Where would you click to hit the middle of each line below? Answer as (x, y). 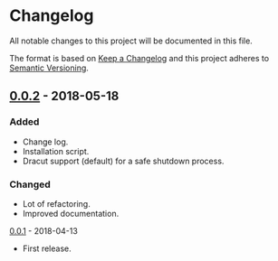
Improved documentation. (71, 213)
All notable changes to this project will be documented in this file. (131, 41)
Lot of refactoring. (56, 203)
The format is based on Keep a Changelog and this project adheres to (139, 58)
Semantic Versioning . (49, 68)
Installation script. (56, 151)
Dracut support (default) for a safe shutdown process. (123, 161)
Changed (30, 184)
